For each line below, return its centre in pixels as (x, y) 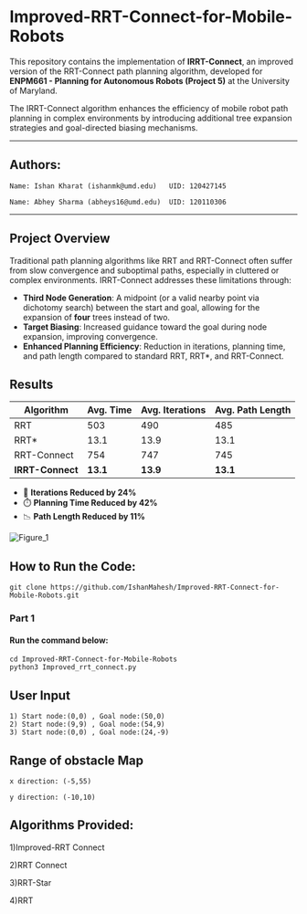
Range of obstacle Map (77, 760)
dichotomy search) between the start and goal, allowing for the (141, 307)
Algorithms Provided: (72, 825)
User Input (40, 695)
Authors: (35, 165)
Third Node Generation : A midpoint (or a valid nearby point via (141, 298)
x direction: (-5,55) (51, 781)
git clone (28, 588)
